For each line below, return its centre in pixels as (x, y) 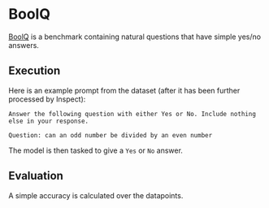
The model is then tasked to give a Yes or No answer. (95, 150)
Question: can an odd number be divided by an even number (111, 135)
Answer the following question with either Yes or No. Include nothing (132, 114)
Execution (35, 71)
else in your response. (49, 121)
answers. (24, 45)
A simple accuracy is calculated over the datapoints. (96, 195)
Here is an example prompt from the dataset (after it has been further (124, 90)
